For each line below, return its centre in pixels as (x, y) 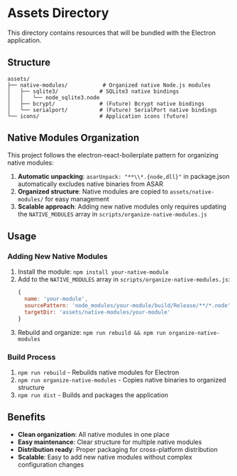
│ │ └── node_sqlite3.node (54, 97)
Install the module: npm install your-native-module (93, 272)
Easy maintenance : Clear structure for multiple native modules (110, 442)
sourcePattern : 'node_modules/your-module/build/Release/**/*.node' (128, 306)
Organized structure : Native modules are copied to (93, 191)
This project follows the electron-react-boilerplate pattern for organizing (113, 155)
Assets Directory (58, 13)
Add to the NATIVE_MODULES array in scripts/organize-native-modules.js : (124, 279)
